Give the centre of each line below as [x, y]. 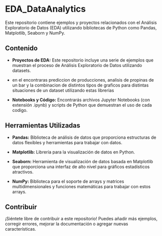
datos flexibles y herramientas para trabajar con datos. [67, 142]
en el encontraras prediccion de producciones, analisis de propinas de [83, 80]
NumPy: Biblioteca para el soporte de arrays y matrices [68, 181]
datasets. [21, 70]
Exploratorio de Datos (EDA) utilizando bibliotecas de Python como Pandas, [81, 27]
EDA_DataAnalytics [46, 9]
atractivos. [23, 172]
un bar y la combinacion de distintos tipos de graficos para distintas [80, 85]
